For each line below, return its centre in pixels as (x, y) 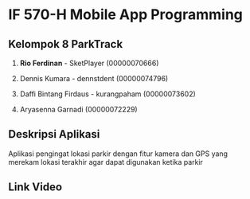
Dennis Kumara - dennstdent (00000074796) (94, 78)
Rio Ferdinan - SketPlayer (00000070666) (89, 63)
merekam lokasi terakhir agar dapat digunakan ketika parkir (105, 162)
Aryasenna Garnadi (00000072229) (78, 109)
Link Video (35, 187)
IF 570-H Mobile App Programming (125, 15)
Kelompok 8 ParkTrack (66, 44)
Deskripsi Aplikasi (54, 134)
